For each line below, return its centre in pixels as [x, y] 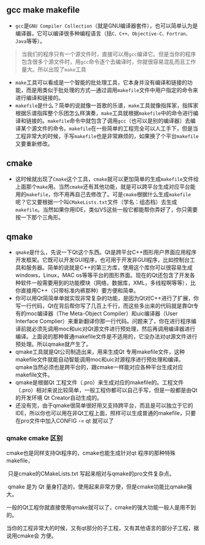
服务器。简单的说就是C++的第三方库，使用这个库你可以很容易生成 [109, 268]
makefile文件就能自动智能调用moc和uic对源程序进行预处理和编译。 [99, 360]
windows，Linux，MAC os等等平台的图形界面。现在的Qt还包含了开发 [102, 275]
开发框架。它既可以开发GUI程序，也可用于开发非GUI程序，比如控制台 [102, 260]
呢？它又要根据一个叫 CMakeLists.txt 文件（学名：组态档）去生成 [96, 202]
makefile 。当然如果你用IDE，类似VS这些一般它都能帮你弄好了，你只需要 [106, 209]
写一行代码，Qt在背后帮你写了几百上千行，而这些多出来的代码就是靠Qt [104, 306]
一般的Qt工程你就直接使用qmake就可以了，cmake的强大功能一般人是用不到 [101, 507]
